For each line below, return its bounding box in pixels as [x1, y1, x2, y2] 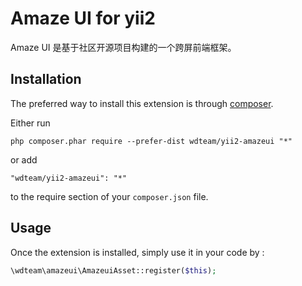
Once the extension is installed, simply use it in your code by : [10, 246, 265, 258]
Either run [10, 117, 51, 129]
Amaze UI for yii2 [10, 7, 156, 30]
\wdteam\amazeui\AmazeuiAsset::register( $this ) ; [10, 265, 217, 276]
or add [10, 153, 38, 166]
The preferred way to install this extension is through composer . [10, 97, 274, 109]
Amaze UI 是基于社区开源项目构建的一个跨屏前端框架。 [10, 41, 237, 53]
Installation [10, 71, 82, 88]
